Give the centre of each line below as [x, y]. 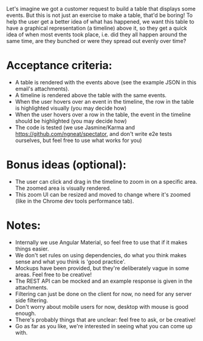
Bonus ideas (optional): [66, 165]
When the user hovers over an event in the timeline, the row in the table [105, 101]
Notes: [24, 225]
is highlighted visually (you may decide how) [71, 108]
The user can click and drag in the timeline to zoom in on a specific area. [106, 181]
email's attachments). [42, 89]
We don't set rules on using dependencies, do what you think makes [101, 255]
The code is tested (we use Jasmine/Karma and [75, 127]
